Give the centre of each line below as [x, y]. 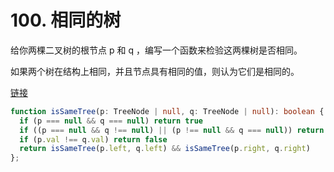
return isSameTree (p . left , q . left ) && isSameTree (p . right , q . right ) [165, 149]
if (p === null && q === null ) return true [111, 121]
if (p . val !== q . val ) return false [93, 139]
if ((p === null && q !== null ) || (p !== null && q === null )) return [172, 130]
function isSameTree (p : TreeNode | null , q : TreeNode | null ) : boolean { [167, 111]
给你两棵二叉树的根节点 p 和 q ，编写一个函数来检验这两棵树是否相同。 [156, 50]
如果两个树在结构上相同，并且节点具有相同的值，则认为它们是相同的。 [155, 71]
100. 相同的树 [66, 20]
